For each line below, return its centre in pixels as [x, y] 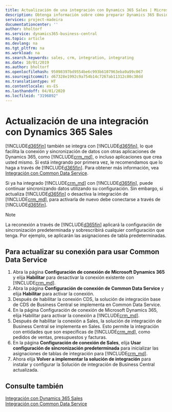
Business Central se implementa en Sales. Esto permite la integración [86, 327]
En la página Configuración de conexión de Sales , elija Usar [77, 343]
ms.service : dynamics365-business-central [51, 34]
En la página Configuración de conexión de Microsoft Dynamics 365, [85, 310]
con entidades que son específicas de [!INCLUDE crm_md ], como [81, 332]
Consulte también [34, 386]
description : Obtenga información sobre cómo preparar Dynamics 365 [80, 15]
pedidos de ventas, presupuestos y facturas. [60, 337]
